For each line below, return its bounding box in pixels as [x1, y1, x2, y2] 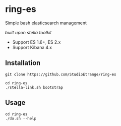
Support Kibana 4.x [12, 44, 52, 50]
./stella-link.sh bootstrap [5, 85, 63, 90]
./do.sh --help [5, 116, 37, 121]
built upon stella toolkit [5, 29, 52, 35]
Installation [5, 59, 41, 67]
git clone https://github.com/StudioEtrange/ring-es [5, 72, 117, 77]
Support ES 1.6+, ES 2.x [12, 39, 61, 45]
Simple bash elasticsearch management [5, 20, 87, 26]
